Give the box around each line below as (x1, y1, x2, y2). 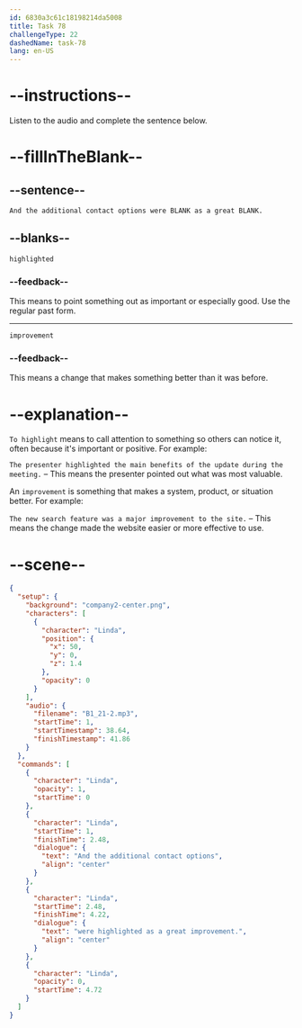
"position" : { (41, 634, 94, 644)
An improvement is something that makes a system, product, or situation (9, 486, 274, 497)
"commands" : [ (17, 760, 70, 769)
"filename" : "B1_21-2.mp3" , (32, 709, 139, 718)
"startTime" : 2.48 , (32, 902, 106, 911)
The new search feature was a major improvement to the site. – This (9, 513, 271, 524)
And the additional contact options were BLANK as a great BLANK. (9, 206, 263, 216)
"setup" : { (17, 592, 58, 601)
